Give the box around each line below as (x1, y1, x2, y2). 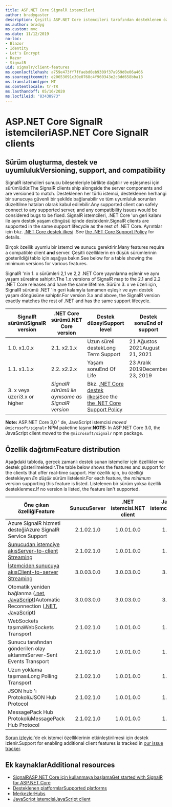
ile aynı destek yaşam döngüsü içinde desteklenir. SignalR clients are (5, 218, 149, 224)
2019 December (129, 365, 168, 373)
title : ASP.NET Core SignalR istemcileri (5, 7, 95, 13)
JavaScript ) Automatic (8, 596, 60, 603)
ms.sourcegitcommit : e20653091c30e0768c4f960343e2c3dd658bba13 (5, 75, 143, 80)
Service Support (8, 533, 47, 540)
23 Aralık (129, 359, 151, 366)
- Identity (5, 46, 29, 51)
